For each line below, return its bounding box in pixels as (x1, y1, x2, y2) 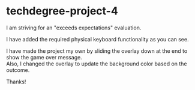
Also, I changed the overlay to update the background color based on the (6, 60, 187, 67)
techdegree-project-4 (6, 4, 118, 18)
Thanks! (6, 78, 26, 85)
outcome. (6, 66, 30, 73)
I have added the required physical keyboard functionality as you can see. (6, 35, 189, 43)
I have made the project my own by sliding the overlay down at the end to (6, 47, 188, 55)
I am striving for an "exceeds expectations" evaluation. (6, 24, 142, 31)
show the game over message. (6, 53, 82, 61)
